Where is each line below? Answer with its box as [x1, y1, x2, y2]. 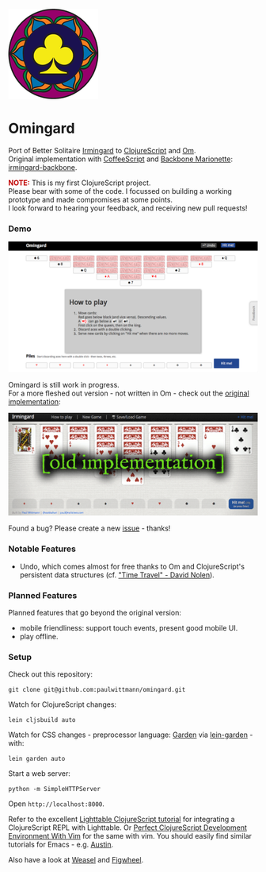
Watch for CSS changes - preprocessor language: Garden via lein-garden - [8, 730, 253, 739]
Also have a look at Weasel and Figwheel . [8, 855, 144, 865]
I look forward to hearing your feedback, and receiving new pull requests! [8, 203, 248, 213]
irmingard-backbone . [8, 162, 78, 172]
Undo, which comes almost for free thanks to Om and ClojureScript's [19, 561, 245, 571]
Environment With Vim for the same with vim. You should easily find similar [8, 831, 252, 841]
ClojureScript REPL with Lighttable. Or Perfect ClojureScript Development [8, 823, 247, 832]
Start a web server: [8, 769, 71, 778]
